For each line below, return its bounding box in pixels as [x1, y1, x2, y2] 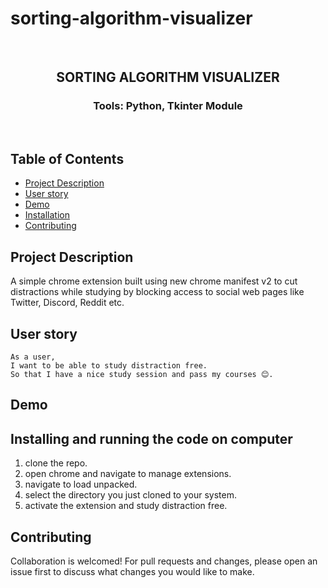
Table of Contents [10, 151, 125, 168]
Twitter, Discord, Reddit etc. [10, 297, 125, 309]
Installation [24, 209, 71, 221]
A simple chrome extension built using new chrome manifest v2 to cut [10, 275, 298, 287]
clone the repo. [24, 457, 88, 469]
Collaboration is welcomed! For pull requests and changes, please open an [10, 555, 318, 567]
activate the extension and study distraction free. [24, 500, 228, 512]
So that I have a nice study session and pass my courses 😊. [10, 370, 274, 380]
